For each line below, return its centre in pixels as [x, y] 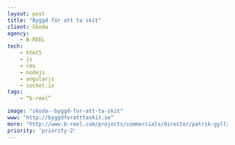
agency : [19, 33]
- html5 [31, 53]
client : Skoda [28, 27]
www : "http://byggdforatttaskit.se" [60, 118]
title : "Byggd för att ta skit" [54, 20]
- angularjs [37, 79]
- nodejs [33, 72]
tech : [15, 46]
